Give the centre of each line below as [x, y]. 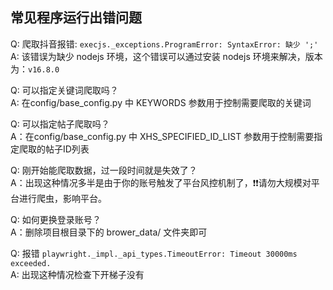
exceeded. [31, 263]
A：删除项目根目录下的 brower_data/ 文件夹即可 [109, 232]
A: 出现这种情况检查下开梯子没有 [77, 274]
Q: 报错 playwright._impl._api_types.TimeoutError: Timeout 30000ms [154, 253]
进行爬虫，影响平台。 [62, 198]
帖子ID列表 [67, 149]
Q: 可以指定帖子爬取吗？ [60, 124]
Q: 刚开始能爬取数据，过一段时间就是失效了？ [104, 170]
